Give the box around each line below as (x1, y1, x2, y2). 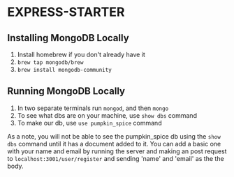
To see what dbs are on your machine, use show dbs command (17, 111, 198, 119)
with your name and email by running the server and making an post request (7, 147, 227, 155)
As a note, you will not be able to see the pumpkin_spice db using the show (7, 132, 221, 140)
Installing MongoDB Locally (7, 32, 129, 44)
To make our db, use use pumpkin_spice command (17, 118, 162, 127)
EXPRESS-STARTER (7, 4, 125, 20)
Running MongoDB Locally (7, 85, 126, 98)
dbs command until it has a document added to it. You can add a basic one (7, 139, 221, 148)
